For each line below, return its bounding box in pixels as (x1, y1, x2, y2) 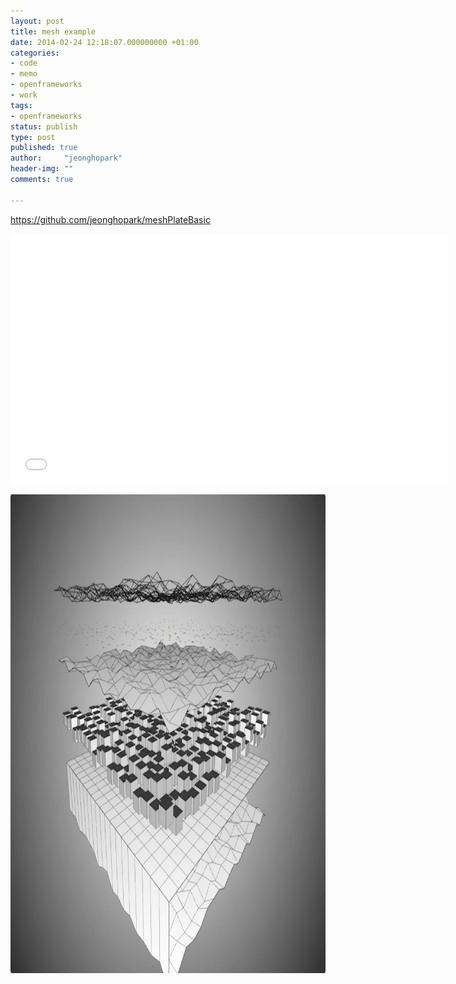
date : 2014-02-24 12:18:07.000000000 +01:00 (10, 37, 199, 47)
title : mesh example (10, 26, 97, 37)
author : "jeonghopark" (10, 153, 123, 164)
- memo (10, 69, 38, 79)
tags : (10, 100, 33, 110)
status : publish (10, 121, 78, 132)
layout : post (10, 16, 65, 26)
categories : (10, 48, 60, 58)
